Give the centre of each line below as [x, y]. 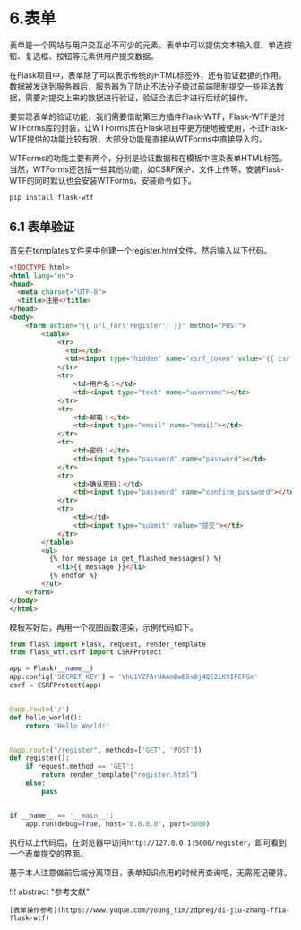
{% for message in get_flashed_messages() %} [135, 559]
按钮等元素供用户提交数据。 [107, 56]
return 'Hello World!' [68, 726]
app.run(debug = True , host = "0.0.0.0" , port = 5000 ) [118, 824]
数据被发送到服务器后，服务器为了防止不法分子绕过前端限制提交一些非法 [142, 86]
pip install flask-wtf [52, 197]
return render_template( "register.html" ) [120, 775]
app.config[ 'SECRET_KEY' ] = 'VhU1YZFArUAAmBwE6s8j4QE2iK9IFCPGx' [133, 677]
